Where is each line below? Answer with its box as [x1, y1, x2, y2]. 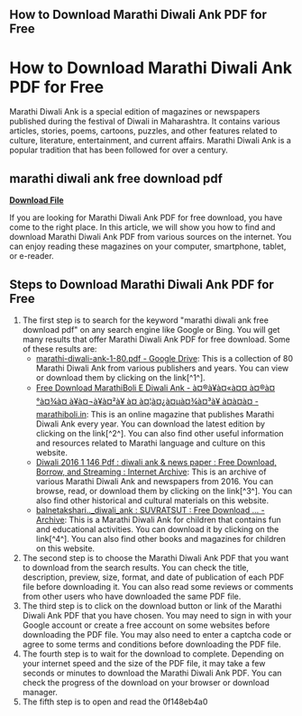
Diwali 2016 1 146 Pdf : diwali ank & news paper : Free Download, [35, 456, 277, 467]
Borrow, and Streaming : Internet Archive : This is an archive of [35, 466, 267, 477]
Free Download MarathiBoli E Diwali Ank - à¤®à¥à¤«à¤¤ [35, 382, 248, 393]
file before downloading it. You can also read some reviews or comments [22, 581, 294, 592]
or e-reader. [9, 251, 54, 262]
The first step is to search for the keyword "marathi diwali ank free [22, 315, 269, 326]
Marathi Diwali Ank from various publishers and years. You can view [35, 363, 289, 373]
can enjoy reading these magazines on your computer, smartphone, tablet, [9, 241, 287, 252]
